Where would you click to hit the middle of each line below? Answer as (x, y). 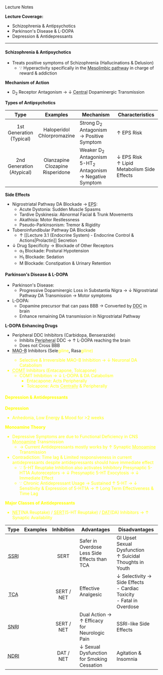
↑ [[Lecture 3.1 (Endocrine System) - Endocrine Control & (77, 235)
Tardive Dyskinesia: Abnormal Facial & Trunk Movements (76, 214)
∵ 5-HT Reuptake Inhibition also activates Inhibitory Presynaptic (83, 467)
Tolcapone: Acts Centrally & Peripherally (67, 386)
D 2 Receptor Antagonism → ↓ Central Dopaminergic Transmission (78, 93)
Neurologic (92, 633)
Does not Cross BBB (40, 346)
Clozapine (57, 166)
